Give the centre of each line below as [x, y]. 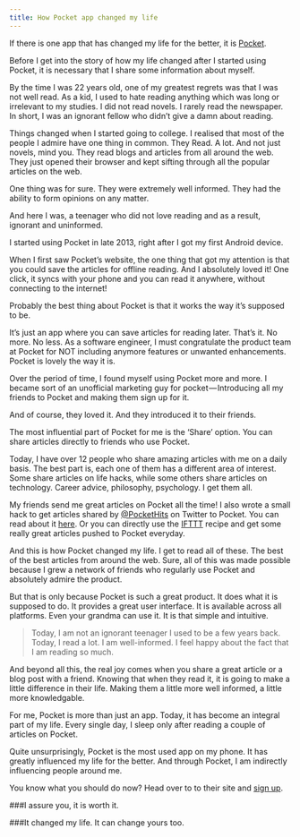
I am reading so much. [73, 652]
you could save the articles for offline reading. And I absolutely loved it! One [149, 269]
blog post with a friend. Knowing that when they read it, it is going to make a [150, 679]
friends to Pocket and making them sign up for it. [99, 397]
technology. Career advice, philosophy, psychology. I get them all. [131, 487]
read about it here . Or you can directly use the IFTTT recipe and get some [146, 524]
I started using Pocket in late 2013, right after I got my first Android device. [146, 242]
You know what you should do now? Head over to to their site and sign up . [146, 788]
